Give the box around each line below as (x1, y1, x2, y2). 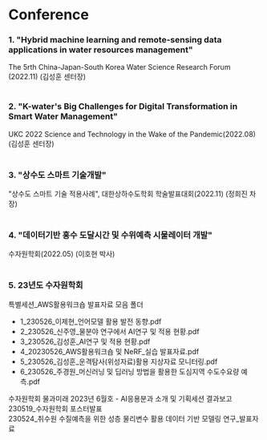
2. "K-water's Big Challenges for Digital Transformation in (8, 101, 238, 112)
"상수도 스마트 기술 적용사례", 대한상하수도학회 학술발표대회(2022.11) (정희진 (8, 189, 249, 199)
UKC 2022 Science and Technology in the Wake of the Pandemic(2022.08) (8, 129, 257, 139)
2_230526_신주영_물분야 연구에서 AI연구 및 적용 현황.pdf (19, 326, 200, 336)
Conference (8, 6, 90, 24)
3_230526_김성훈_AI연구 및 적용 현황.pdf (19, 337, 151, 346)
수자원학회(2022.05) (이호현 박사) (8, 249, 115, 259)
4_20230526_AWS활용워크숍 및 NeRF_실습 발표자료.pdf (19, 346, 200, 356)
